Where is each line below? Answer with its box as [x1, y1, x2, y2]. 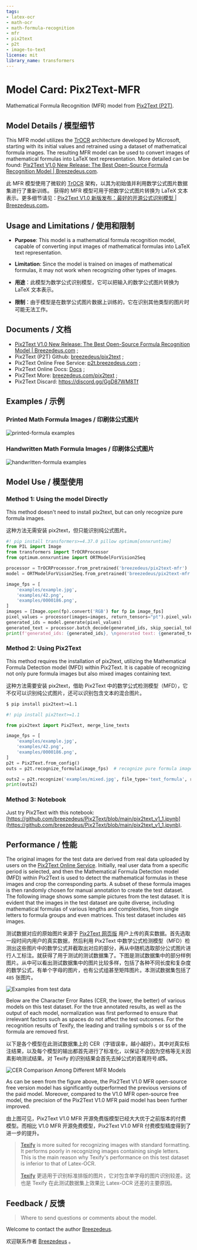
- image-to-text [6, 47, 46, 53]
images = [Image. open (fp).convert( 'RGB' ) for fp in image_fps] [6, 609, 164, 614]
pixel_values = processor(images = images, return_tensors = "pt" [6, 614, 161, 620]
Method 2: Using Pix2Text [6, 644, 81, 653]
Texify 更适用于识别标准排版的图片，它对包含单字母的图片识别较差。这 [20, 1172, 191, 1179]
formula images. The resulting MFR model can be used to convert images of [6, 149, 190, 156]
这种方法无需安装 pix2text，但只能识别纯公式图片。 [6, 527, 130, 534]
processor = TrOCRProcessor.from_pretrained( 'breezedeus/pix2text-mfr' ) [6, 565, 188, 572]
